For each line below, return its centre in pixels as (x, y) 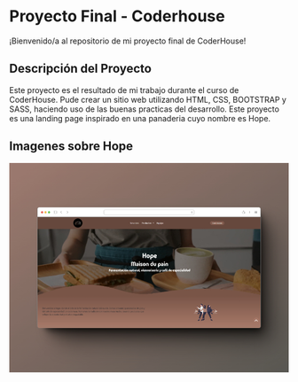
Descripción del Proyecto (81, 69)
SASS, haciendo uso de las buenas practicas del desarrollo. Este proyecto (144, 109)
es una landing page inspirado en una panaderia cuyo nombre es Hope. (140, 118)
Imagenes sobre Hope (71, 147)
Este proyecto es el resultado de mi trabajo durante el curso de (124, 90)
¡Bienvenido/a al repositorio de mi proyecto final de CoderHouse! (128, 41)
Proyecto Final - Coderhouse (117, 16)
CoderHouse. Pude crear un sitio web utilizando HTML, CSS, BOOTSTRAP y (148, 99)
